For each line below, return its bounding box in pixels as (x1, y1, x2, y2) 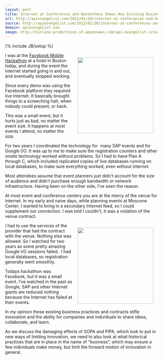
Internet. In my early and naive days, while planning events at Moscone (5, 198, 147, 203)
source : (5, 20, 21, 26)
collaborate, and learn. (5, 319, 50, 325)
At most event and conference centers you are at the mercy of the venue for (5, 193, 158, 198)
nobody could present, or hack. (5, 103, 68, 109)
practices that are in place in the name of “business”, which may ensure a (5, 339, 152, 344)
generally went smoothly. (5, 259, 56, 265)
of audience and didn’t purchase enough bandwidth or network (5, 178, 132, 184)
